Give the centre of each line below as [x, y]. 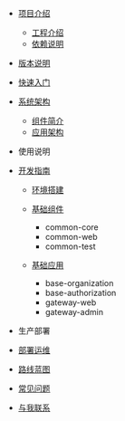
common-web [71, 237]
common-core [72, 227]
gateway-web [71, 302]
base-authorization [81, 293]
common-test [70, 246]
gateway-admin [74, 312]
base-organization [79, 283]
